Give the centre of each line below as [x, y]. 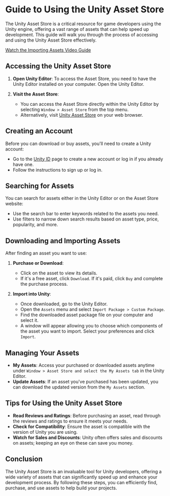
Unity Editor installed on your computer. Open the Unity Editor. [78, 84]
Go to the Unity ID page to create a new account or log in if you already [88, 159]
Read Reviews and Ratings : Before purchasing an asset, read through [87, 415]
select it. [29, 320]
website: [14, 204]
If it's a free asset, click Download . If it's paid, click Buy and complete [91, 279]
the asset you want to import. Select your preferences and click [87, 331]
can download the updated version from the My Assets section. [79, 387]
